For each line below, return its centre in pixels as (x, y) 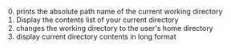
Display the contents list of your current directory (97, 20)
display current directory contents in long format (96, 36)
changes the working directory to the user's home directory (115, 28)
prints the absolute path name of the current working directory (119, 11)
